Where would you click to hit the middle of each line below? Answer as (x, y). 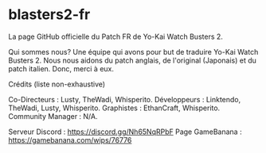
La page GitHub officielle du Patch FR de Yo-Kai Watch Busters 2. (115, 36)
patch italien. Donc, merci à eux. (61, 68)
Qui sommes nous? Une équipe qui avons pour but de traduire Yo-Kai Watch (133, 52)
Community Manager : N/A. (53, 116)
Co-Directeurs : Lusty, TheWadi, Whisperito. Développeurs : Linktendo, (125, 99)
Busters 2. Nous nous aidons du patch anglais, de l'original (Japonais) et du (133, 60)
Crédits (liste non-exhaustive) (57, 84)
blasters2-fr (49, 15)
